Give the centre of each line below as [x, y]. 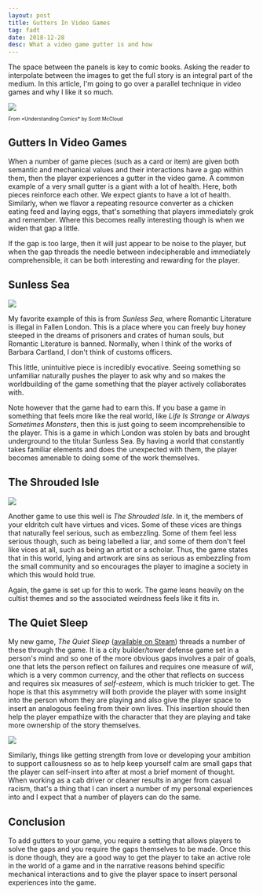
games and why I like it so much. [61, 92]
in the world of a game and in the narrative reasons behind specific [117, 866]
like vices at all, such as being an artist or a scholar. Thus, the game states [128, 549]
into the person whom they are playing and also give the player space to [125, 700]
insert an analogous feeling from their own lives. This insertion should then [129, 709]
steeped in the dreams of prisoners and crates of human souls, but [116, 335]
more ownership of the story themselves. [75, 725]
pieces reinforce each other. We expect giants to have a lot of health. [120, 194]
